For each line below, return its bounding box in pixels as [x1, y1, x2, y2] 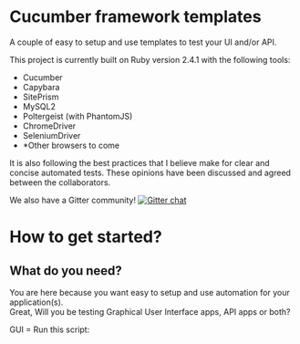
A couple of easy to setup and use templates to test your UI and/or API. [9, 36, 277, 47]
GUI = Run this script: [9, 324, 90, 335]
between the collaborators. [9, 176, 111, 188]
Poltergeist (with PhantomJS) [22, 110, 133, 121]
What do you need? [9, 263, 123, 278]
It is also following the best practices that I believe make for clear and [9, 157, 271, 168]
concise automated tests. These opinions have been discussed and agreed [9, 167, 292, 178]
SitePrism [22, 91, 59, 102]
